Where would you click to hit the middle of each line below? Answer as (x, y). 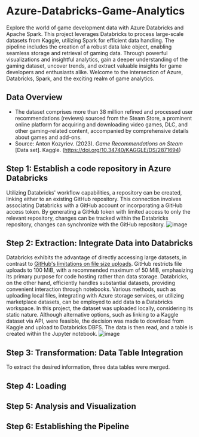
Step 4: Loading (36, 386)
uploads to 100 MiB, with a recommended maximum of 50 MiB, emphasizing (100, 270)
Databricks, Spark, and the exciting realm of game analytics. (80, 78)
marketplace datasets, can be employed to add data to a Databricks (90, 302)
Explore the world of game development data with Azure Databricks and (95, 28)
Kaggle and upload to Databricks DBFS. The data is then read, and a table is (99, 327)
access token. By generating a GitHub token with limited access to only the (99, 211)
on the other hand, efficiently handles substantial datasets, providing (91, 283)
